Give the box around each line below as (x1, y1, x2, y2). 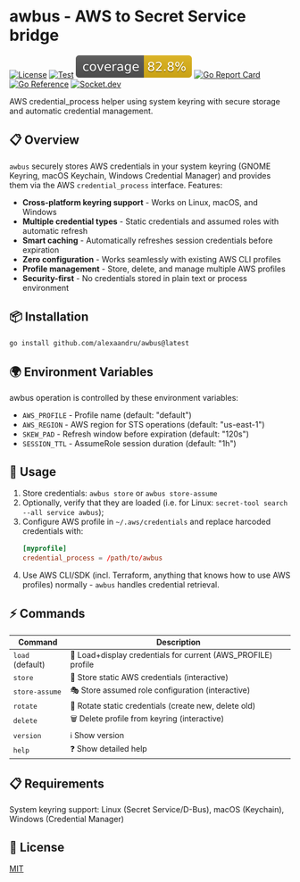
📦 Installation (9, 310, 89, 325)
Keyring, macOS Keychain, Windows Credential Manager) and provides (9, 170, 271, 180)
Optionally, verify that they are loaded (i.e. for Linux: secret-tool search (21, 497, 288, 508)
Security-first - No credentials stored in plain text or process (21, 272, 248, 283)
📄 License (9, 839, 65, 854)
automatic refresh (21, 225, 88, 236)
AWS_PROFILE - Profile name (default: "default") (21, 410, 192, 420)
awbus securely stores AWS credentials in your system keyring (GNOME (9, 161, 271, 171)
